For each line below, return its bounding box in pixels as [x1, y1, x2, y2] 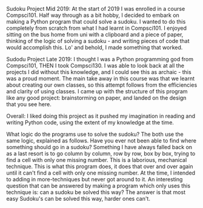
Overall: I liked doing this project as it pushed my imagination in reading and [6, 112, 196, 119]
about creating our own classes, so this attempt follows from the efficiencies [6, 81, 198, 89]
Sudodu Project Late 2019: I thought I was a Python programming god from [6, 56, 194, 62]
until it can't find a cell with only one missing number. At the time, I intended [6, 169, 196, 176]
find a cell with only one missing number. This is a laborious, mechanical [6, 156, 187, 163]
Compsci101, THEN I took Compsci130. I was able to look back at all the [6, 62, 185, 69]
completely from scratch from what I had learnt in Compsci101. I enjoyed [6, 24, 187, 32]
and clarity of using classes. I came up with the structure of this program [6, 88, 188, 95]
